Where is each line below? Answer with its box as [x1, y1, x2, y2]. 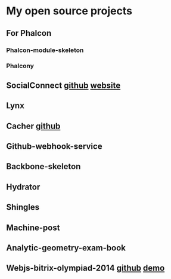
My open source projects [6, 4, 133, 18]
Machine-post [6, 222, 60, 232]
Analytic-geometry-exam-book [6, 243, 126, 253]
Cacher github [6, 121, 61, 131]
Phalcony [6, 62, 35, 70]
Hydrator [6, 182, 41, 192]
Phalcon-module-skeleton [6, 46, 84, 54]
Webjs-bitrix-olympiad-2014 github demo [6, 263, 165, 273]
